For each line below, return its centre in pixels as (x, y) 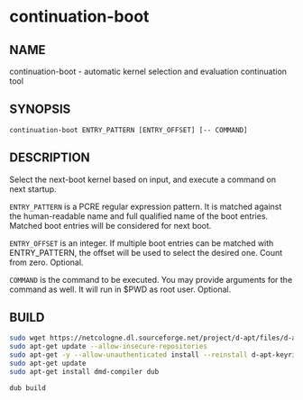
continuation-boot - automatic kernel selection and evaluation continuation (148, 71)
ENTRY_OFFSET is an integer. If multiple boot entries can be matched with (142, 243)
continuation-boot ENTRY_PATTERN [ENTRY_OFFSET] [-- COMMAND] (129, 130)
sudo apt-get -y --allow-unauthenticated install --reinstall (129, 355)
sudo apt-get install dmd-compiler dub (84, 371)
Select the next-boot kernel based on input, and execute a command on (143, 179)
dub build (28, 388)
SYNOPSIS (40, 109)
